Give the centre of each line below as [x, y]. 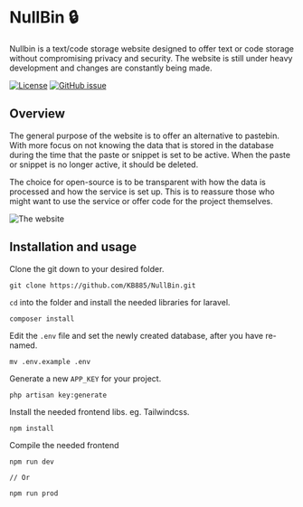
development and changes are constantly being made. [111, 68]
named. [24, 345]
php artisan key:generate [58, 395]
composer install [42, 319]
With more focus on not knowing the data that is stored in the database [142, 145]
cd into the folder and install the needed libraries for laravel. [120, 302]
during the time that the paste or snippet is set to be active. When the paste [150, 155]
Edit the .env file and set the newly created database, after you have [137, 335]
